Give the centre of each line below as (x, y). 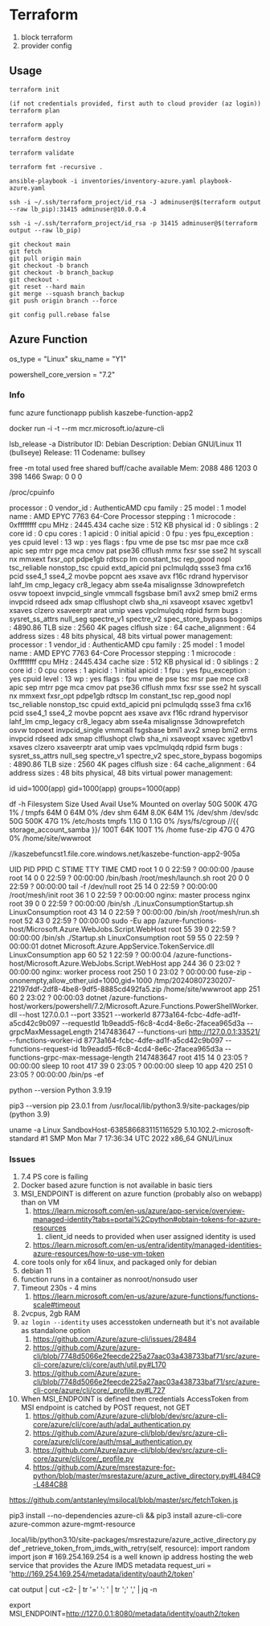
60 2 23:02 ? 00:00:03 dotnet (58, 997)
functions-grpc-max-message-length (71, 1057)
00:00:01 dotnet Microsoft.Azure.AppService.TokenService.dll (112, 946)
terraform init (35, 89)
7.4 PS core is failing (54, 1177)
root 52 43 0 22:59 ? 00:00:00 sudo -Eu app (83, 920)
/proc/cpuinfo (32, 492)
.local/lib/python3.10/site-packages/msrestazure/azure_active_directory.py (133, 1540)
